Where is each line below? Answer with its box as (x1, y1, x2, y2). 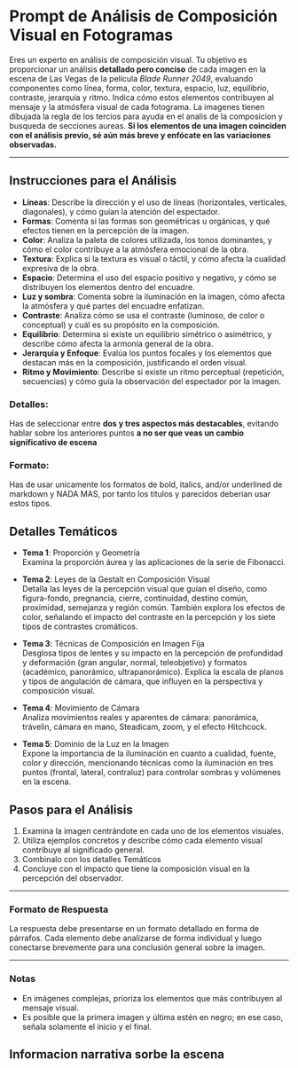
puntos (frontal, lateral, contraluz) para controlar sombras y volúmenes (21, 767, 281, 778)
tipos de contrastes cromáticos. (21, 621, 138, 632)
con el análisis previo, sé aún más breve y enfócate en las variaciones (9, 130, 271, 140)
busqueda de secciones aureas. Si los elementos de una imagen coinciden (9, 120, 286, 130)
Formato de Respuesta (9, 903, 109, 915)
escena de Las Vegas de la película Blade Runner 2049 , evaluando (9, 73, 254, 83)
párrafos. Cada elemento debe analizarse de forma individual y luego (9, 933, 262, 944)
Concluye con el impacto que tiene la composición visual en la (21, 863, 250, 874)
